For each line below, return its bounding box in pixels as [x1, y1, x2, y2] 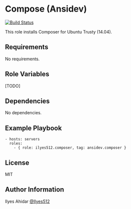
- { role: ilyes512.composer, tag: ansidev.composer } [14, 145, 127, 150]
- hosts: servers [5, 137, 40, 142]
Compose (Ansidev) [5, 3, 87, 15]
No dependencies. [5, 110, 42, 116]
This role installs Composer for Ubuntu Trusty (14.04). [5, 29, 112, 35]
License [5, 158, 29, 167]
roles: [9, 141, 23, 146]
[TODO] [5, 83, 21, 88]
